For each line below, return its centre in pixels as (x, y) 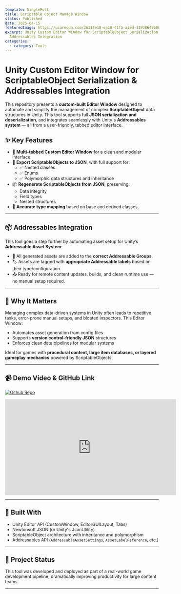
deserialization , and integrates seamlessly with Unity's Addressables (76, 119)
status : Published (24, 19)
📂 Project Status (30, 560)
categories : (17, 41)
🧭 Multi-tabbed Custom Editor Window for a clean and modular (77, 152)
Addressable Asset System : (34, 247)
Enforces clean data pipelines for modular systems (63, 343)
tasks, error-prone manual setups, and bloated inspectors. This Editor (75, 318)
